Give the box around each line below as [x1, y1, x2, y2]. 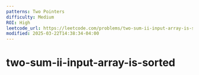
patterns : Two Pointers [6, 8, 65, 15]
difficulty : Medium [6, 14, 54, 20]
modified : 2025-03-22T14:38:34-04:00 [6, 31, 99, 37]
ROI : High [6, 19, 31, 25]
